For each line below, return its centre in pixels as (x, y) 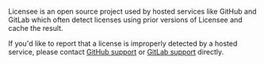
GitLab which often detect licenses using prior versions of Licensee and (126, 20)
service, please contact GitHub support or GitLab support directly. (116, 52)
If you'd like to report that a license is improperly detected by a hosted (123, 43)
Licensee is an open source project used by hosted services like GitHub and (132, 11)
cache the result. (36, 28)
